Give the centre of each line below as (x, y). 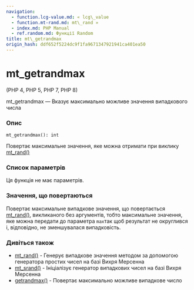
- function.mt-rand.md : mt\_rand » (55, 22)
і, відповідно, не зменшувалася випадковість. (63, 227)
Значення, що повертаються (49, 196)
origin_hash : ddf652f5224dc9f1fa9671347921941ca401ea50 (76, 45)
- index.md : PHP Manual (40, 28)
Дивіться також (30, 242)
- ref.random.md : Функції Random (52, 34)
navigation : (21, 11)
